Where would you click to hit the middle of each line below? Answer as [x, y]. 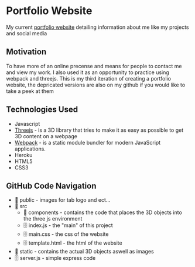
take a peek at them [30, 91]
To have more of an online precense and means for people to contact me [94, 66]
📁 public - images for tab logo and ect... [62, 200]
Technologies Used [42, 110]
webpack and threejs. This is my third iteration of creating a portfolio [89, 78]
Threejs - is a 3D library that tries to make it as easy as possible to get [99, 130]
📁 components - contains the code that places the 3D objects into [103, 212]
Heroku [23, 155]
